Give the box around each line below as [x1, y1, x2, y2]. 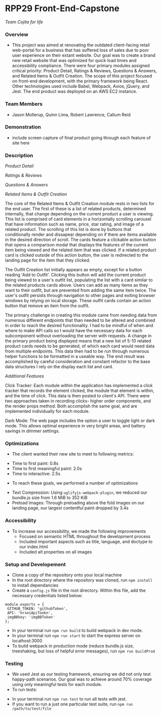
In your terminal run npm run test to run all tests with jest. [12, 696, 127, 702]
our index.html [19, 544, 48, 550]
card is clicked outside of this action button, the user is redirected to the [5, 252, 148, 258]
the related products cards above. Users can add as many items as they [5, 282, 148, 288]
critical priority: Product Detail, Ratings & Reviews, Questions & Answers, [12, 68, 157, 74]
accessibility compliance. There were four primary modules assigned [12, 63, 150, 68]
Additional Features [5, 373, 44, 379]
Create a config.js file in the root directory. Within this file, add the [12, 587, 146, 593]
